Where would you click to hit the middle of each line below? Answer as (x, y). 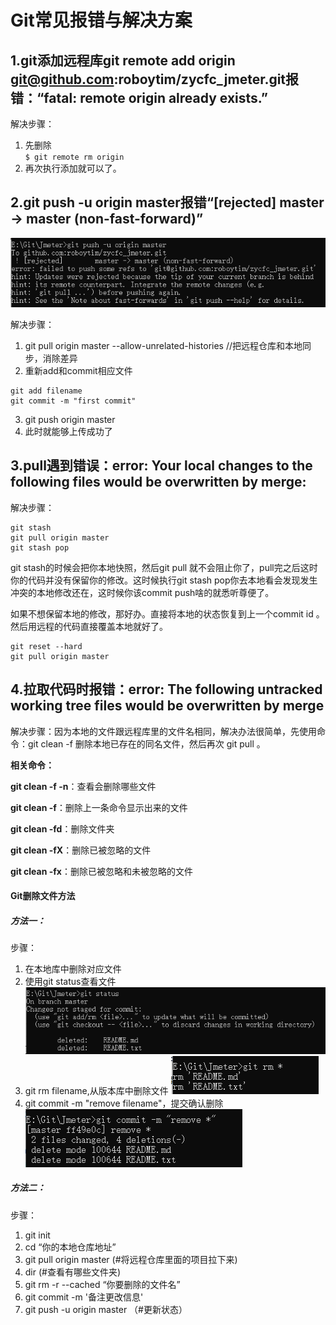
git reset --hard (46, 646)
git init (37, 1235)
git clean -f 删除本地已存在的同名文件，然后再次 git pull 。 (146, 743)
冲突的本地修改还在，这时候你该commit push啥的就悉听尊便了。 (142, 592)
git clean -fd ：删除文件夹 (62, 828)
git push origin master (70, 420)
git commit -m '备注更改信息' (84, 1297)
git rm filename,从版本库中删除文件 (96, 1090)
